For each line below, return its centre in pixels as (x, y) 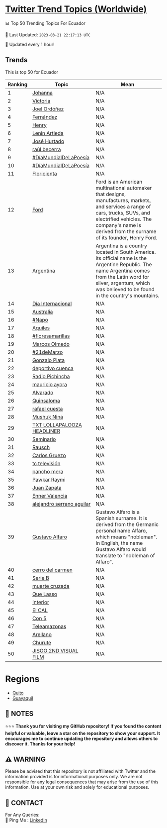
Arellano (42, 634)
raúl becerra (46, 149)
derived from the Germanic (127, 524)
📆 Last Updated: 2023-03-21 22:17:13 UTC (48, 35)
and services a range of (123, 207)
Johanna (42, 93)
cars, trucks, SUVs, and (123, 212)
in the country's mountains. (127, 296)
